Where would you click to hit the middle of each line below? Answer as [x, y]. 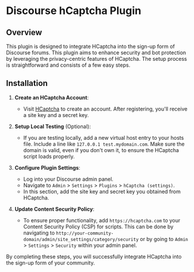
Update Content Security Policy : [54, 209]
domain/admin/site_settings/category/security [81, 239]
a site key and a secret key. [56, 115]
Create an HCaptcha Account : [51, 97]
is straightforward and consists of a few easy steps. [68, 65]
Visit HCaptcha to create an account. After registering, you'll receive [105, 109]
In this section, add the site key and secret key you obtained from [102, 191]
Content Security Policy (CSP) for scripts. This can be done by [98, 226]
